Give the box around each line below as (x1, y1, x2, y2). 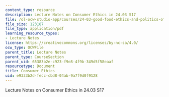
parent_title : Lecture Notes (5, 50, 66, 55)
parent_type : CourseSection (5, 54, 64, 60)
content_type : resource (5, 7, 55, 13)
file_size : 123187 (5, 21, 44, 27)
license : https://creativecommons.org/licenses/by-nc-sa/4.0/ (5, 40, 138, 45)
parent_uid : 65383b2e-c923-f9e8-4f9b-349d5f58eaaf (5, 59, 114, 64)
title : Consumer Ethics (5, 69, 55, 74)
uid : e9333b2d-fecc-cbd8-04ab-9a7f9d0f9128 (5, 73, 98, 78)
